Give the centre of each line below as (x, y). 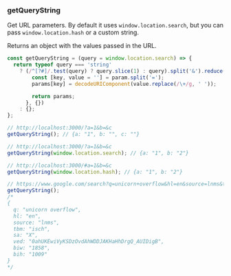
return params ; (54, 96)
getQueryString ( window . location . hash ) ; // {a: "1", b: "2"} (95, 172)
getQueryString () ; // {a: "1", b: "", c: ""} (73, 135)
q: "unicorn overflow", (47, 209)
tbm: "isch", (32, 229)
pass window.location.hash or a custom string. (73, 32)
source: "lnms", (36, 222)
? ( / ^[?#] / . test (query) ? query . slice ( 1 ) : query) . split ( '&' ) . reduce (121, 71)
